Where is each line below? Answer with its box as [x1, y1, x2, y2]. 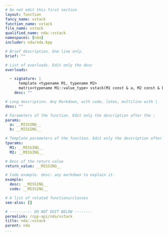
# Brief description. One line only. [5, 48, 84, 54]
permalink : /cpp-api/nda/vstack [5, 213, 72, 219]
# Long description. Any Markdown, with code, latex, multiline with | [5, 99, 157, 104]
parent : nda [5, 223, 30, 228]
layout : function [5, 12, 41, 17]
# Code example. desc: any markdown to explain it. [5, 172, 115, 177]
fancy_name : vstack [5, 16, 46, 21]
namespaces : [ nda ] [5, 35, 43, 40]
